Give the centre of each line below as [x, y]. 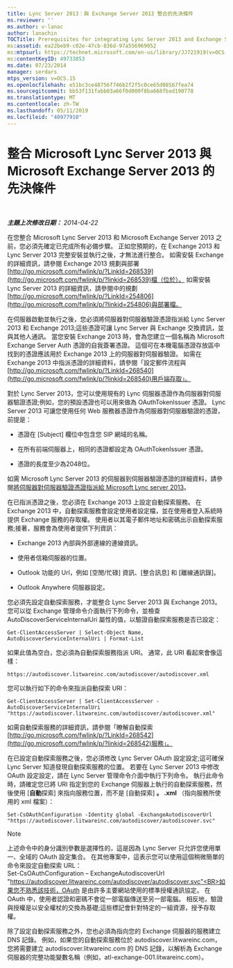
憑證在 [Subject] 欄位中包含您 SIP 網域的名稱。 [84, 434]
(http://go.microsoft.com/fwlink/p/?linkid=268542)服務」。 [90, 743]
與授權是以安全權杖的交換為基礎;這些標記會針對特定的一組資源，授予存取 [112, 907]
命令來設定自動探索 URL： [44, 865]
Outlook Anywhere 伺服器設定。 [63, 587]
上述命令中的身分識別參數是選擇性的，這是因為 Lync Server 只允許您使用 [111, 848]
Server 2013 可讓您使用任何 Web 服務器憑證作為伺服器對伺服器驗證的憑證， [115, 410]
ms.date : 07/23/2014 [37, 65]
